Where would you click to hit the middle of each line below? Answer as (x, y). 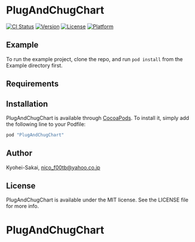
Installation (27, 104)
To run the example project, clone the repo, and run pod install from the (95, 59)
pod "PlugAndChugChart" (35, 135)
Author (19, 153)
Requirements (32, 84)
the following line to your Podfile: (46, 124)
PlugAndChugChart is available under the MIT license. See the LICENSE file (97, 200)
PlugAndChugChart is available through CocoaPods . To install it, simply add (98, 117)
